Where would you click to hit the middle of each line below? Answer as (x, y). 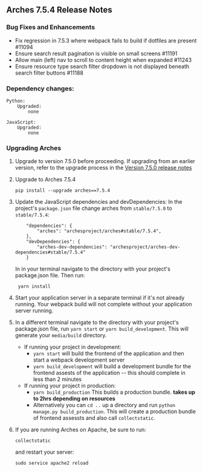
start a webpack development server (79, 360)
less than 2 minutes (57, 379)
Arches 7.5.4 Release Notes (60, 10)
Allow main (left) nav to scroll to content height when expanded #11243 (103, 59)
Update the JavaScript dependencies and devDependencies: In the (98, 202)
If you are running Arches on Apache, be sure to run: (80, 430)
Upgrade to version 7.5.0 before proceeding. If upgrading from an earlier (105, 161)
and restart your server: (44, 452)
